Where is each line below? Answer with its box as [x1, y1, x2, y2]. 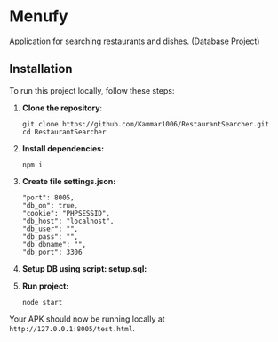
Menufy [9, 6, 68, 27]
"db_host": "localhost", [21, 216, 115, 225]
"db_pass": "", [21, 232, 79, 241]
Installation [9, 61, 73, 77]
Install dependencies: [21, 142, 105, 153]
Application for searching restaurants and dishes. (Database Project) [9, 36, 260, 46]
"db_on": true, [21, 200, 79, 210]
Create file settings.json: [21, 175, 116, 186]
